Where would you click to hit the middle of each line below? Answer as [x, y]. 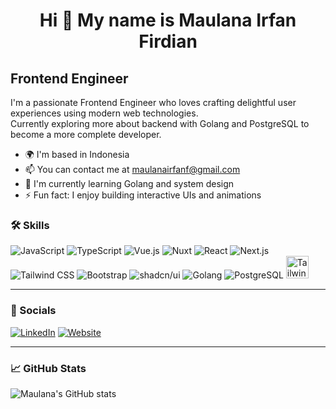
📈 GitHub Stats [48, 368]
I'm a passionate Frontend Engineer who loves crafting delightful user [153, 102]
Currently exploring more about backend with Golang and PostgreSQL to [160, 123]
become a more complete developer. [86, 134]
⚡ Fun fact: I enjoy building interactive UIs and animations [143, 195]
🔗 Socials [33, 311]
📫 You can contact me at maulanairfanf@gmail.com [132, 169]
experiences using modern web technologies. [104, 113]
